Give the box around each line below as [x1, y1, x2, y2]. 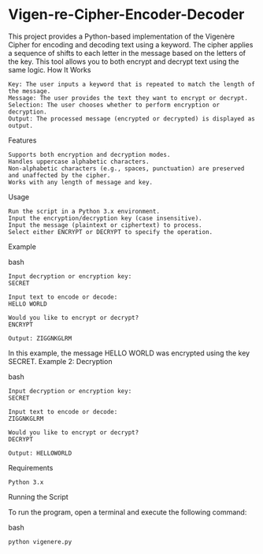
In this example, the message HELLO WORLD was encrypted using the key [8, 348, 250, 358]
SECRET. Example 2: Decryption [8, 356, 113, 366]
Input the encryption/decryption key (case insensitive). [8, 214, 202, 222]
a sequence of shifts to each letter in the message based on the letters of [8, 48, 246, 58]
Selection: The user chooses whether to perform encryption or [8, 101, 220, 109]
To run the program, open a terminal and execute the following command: [8, 507, 247, 517]
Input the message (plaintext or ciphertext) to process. [8, 221, 202, 229]
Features [8, 136, 37, 145]
